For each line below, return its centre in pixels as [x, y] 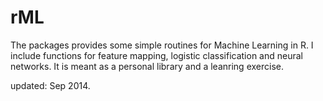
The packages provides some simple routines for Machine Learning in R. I [162, 45]
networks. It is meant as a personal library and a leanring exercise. [147, 66]
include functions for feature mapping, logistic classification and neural [156, 55]
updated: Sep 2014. [50, 85]
